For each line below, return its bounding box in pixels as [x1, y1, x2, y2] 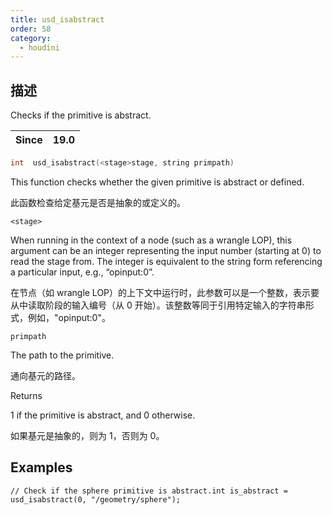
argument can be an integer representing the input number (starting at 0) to [10, 244, 322, 256]
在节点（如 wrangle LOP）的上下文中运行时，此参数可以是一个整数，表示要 [10, 286, 320, 298]
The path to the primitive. [10, 349, 115, 361]
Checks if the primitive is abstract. [10, 109, 152, 121]
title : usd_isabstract [10, 14, 105, 25]
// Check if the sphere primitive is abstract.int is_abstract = [10, 486, 288, 496]
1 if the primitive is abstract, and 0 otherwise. [10, 409, 196, 421]
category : [10, 33, 52, 43]
